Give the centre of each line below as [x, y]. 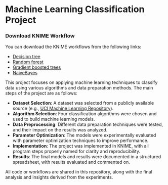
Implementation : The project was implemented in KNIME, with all [81, 146]
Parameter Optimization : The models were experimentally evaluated [84, 135]
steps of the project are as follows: [41, 93]
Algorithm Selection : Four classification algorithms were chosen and [85, 114]
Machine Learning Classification [75, 9]
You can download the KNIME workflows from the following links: [73, 47]
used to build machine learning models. [54, 119]
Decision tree [26, 57]
